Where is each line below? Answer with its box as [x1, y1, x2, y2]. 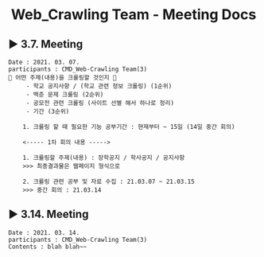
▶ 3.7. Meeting [8, 37, 83, 51]
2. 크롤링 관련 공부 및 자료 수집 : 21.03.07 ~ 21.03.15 [22, 177, 195, 185]
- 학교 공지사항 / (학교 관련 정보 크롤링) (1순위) [25, 82, 173, 90]
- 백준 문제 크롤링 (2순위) [25, 91, 104, 99]
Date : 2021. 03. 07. [8, 58, 80, 66]
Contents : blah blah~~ [8, 243, 87, 251]
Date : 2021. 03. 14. [8, 228, 80, 236]
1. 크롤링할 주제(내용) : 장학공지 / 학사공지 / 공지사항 [22, 154, 185, 162]
